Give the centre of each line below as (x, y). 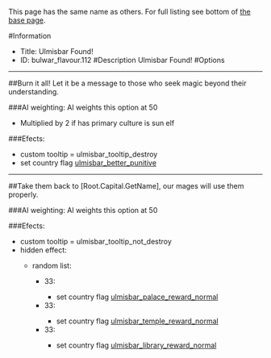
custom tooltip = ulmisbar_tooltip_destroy (89, 154)
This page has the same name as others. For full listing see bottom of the (130, 12)
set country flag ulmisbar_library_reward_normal (136, 345)
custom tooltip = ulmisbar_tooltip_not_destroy (96, 241)
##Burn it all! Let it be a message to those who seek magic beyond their (127, 83)
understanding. (33, 92)
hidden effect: (43, 250)
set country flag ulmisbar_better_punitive (88, 163)
